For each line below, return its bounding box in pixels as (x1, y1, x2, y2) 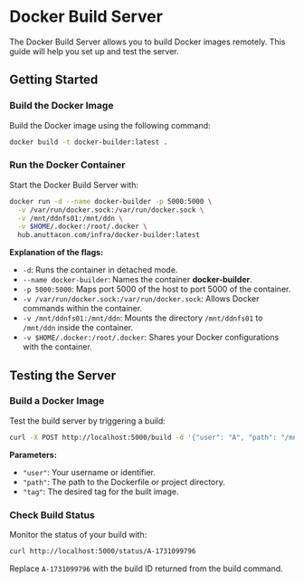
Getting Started (9, 72, 99, 88)
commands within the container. (22, 303, 143, 314)
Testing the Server (9, 368, 117, 383)
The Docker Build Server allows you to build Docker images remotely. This (9, 36, 286, 47)
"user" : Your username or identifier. (22, 466, 156, 477)
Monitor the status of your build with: (9, 530, 147, 540)
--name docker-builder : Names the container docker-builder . (22, 274, 253, 285)
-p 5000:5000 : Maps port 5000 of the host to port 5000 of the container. (22, 283, 291, 295)
